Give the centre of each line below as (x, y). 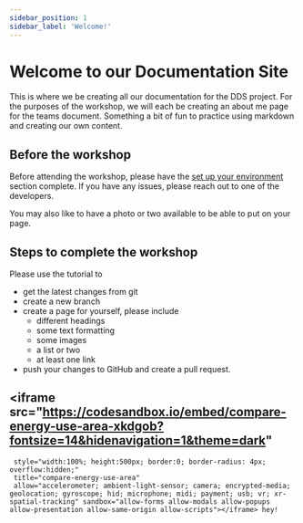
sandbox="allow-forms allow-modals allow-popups (177, 502)
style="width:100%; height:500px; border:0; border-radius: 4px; (140, 462)
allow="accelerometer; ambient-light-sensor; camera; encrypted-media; (152, 486)
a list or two (58, 350)
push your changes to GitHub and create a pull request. (126, 370)
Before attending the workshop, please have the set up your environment (146, 177)
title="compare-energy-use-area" (77, 477)
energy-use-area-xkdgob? (86, 427)
